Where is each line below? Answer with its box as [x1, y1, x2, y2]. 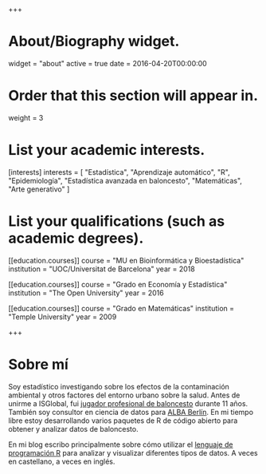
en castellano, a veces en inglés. [8, 456, 115, 466]
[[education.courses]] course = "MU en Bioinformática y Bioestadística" [8, 255, 244, 265]
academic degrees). [8, 229, 144, 247]
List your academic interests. [8, 141, 205, 160]
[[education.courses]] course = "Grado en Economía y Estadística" [8, 279, 228, 289]
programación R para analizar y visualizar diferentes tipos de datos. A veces [8, 448, 258, 457]
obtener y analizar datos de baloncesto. [8, 424, 139, 433]
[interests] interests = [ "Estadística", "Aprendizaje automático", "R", [8, 167, 230, 176]
